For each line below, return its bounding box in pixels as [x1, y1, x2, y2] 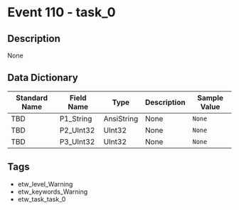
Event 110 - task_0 [7, 4, 116, 21]
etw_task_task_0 [17, 194, 66, 203]
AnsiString [103, 114, 139, 123]
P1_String [59, 114, 92, 123]
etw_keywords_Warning [17, 187, 88, 196]
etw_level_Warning [17, 179, 73, 188]
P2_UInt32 [59, 125, 95, 135]
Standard [16, 93, 48, 103]
